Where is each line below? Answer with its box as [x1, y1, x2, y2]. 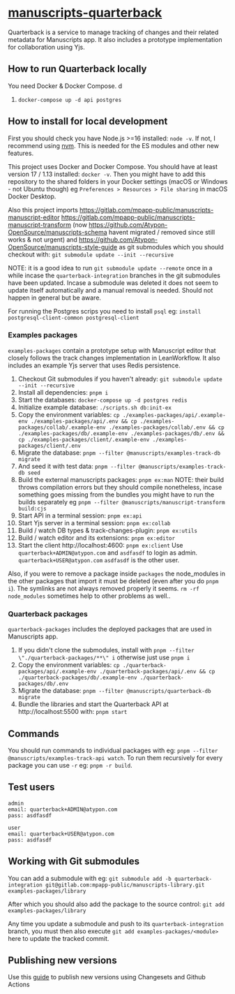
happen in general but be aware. [8, 293, 102, 302]
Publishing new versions [8, 954, 117, 966]
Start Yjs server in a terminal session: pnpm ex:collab [17, 518, 171, 527]
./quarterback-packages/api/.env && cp [99, 668, 215, 675]
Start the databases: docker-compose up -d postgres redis [17, 395, 188, 404]
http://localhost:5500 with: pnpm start [17, 708, 128, 716]
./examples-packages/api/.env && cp [31, 418, 137, 425]
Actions [8, 980, 30, 989]
